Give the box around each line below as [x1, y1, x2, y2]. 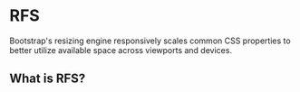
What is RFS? [9, 71, 86, 87]
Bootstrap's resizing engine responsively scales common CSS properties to [9, 35, 292, 46]
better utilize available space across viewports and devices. [9, 44, 233, 55]
